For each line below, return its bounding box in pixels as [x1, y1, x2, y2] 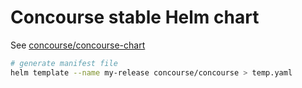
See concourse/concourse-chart [10, 39, 146, 51]
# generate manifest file [10, 58, 118, 68]
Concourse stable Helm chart [10, 6, 260, 29]
